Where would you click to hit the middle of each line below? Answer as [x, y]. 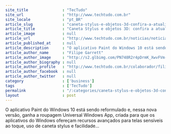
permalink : [35, 90]
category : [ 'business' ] [50, 81]
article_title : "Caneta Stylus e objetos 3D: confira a [79, 29]
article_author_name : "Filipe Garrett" [54, 52]
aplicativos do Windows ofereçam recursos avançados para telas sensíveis [84, 121]
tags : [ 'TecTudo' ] [49, 86]
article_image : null [41, 34]
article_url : [35, 39]
